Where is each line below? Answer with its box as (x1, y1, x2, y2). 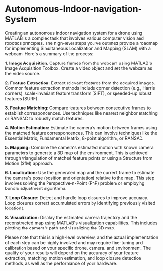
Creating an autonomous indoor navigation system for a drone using (5, 30, 143, 36)
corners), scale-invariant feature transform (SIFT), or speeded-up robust (5, 90, 152, 96)
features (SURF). (5, 95, 39, 101)
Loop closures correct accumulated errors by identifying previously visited (5, 200, 156, 206)
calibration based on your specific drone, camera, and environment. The (5, 245, 151, 250)
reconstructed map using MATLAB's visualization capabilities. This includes (5, 220, 158, 226)
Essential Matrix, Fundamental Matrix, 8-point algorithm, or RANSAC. (5, 135, 144, 141)
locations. (5, 205, 25, 211)
